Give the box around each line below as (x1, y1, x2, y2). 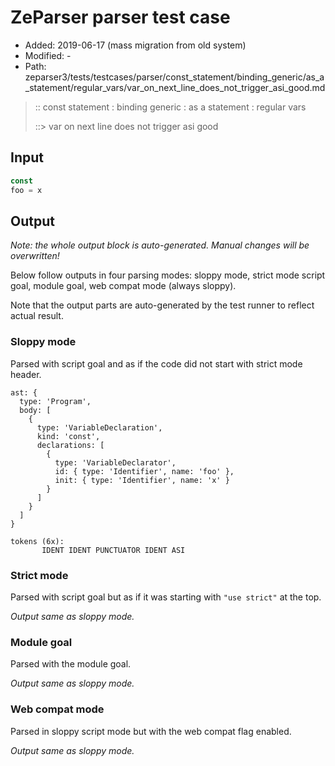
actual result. (10, 310, 64, 322)
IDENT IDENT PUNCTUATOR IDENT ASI (41, 545, 186, 555)
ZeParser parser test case (10, 6, 231, 29)
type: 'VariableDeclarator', (54, 457, 177, 468)
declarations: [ (36, 440, 105, 450)
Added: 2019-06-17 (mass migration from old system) (24, 39, 247, 51)
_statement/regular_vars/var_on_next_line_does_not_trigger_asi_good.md (24, 81, 326, 93)
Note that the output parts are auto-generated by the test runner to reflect (10, 299, 315, 311)
